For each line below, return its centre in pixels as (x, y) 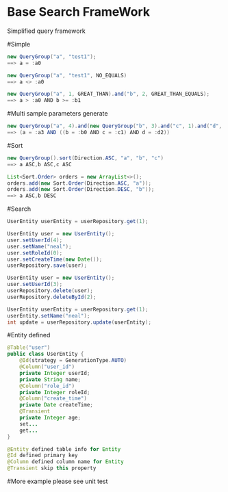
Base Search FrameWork (79, 12)
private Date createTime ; (56, 405)
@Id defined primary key (42, 456)
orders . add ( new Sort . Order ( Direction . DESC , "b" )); (81, 190)
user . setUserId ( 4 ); (35, 240)
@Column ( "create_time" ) (53, 399)
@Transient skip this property (52, 468)
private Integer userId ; (55, 373)
